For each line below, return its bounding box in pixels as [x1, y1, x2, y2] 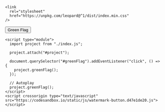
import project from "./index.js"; [9, 42, 83, 47]
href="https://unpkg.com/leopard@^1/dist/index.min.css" [9, 13, 129, 18]
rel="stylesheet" [9, 9, 45, 14]
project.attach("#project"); [9, 50, 70, 55]
